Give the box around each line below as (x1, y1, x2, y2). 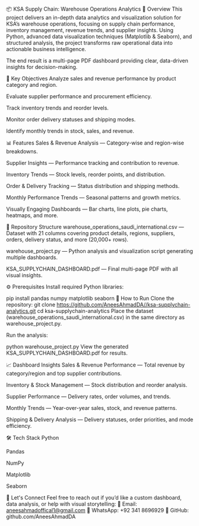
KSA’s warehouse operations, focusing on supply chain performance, (6, 20, 175, 27)
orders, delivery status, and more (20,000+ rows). (6, 236, 129, 243)
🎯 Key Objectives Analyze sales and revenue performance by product (6, 75, 176, 82)
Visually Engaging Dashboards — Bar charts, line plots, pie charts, (6, 205, 168, 212)
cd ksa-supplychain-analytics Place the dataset (37, 308, 154, 314)
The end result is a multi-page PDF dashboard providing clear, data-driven (6, 57, 188, 64)
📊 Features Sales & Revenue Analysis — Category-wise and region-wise (6, 139, 184, 146)
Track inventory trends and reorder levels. (6, 104, 109, 111)
